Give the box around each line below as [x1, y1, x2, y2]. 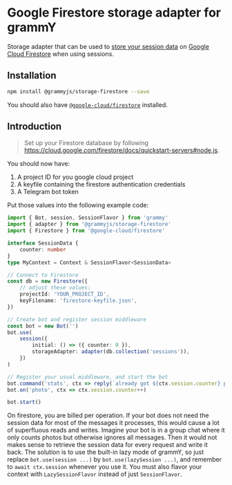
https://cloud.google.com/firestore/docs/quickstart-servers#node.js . [23, 146, 220, 155]
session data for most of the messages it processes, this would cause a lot [7, 419, 220, 427]
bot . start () [7, 399, 41, 406]
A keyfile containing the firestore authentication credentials [17, 180, 186, 189]
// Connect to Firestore [7, 272, 79, 278]
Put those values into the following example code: [7, 201, 149, 209]
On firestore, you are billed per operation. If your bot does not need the [7, 411, 209, 419]
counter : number [19, 246, 67, 253]
